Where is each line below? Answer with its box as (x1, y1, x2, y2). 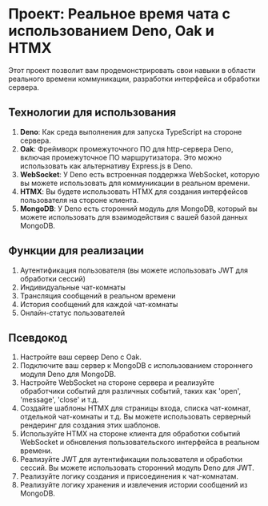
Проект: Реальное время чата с (8, 5, 230, 23)
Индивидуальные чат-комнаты (19, 282, 126, 292)
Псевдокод (8, 330, 68, 345)
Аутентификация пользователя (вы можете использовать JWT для (19, 265, 248, 275)
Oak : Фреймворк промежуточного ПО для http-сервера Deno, (19, 144, 234, 153)
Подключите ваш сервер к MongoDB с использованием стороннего (19, 361, 254, 370)
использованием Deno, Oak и (8, 22, 214, 40)
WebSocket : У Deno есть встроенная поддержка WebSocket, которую (19, 169, 260, 179)
